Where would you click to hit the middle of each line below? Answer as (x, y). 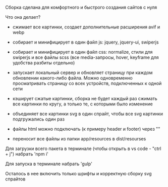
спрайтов (15, 179)
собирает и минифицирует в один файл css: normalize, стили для (82, 52)
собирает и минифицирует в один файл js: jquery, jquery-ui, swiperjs (86, 42)
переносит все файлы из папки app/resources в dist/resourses (79, 139)
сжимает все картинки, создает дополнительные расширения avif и (86, 27)
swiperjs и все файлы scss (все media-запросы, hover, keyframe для (86, 57)
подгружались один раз (38, 119)
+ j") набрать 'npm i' (27, 154)
